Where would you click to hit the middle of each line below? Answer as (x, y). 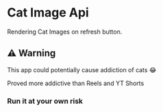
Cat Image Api (48, 13)
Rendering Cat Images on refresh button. (65, 32)
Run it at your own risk (45, 101)
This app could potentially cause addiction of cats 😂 (82, 69)
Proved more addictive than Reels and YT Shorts (76, 83)
